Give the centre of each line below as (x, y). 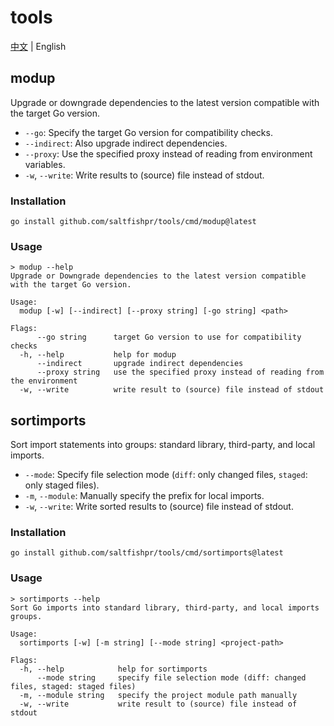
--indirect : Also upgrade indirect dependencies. (126, 143)
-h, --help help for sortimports (113, 669)
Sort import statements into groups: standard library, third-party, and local (163, 445)
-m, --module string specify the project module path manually (158, 695)
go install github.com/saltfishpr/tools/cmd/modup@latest (133, 222)
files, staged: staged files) (73, 686)
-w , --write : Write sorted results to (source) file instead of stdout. (159, 507)
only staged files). (62, 485)
